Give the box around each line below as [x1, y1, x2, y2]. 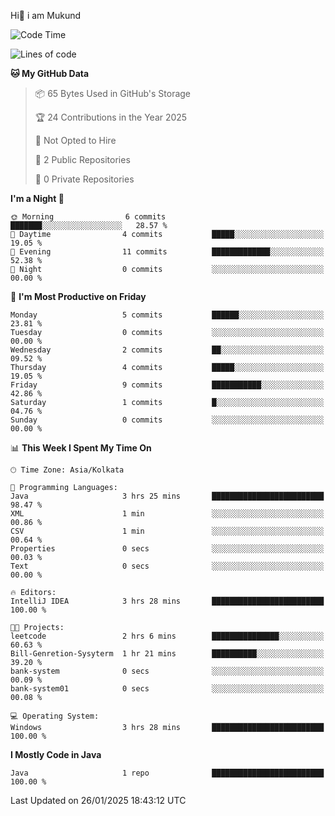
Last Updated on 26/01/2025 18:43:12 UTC [10, 795, 187, 806]
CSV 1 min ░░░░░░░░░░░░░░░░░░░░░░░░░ [10, 526, 325, 536]
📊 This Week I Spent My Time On [10, 442, 152, 454]
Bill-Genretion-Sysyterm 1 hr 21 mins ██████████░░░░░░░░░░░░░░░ [10, 649, 325, 659]
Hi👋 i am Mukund [10, 10, 82, 21]
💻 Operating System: [10, 711, 100, 721]
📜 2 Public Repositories [34, 154, 131, 165]
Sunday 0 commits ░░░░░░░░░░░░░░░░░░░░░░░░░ [10, 415, 325, 425]
